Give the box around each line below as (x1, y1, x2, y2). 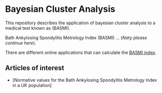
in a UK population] (12, 82, 52, 88)
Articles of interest (5, 64, 64, 72)
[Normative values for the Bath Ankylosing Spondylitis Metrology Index (12, 77, 157, 83)
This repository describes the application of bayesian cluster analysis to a (5, 20, 156, 26)
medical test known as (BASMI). (5, 25, 70, 31)
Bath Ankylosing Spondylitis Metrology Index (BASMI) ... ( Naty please (5, 35, 148, 41)
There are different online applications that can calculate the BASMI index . (5, 49, 157, 55)
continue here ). (5, 40, 36, 46)
